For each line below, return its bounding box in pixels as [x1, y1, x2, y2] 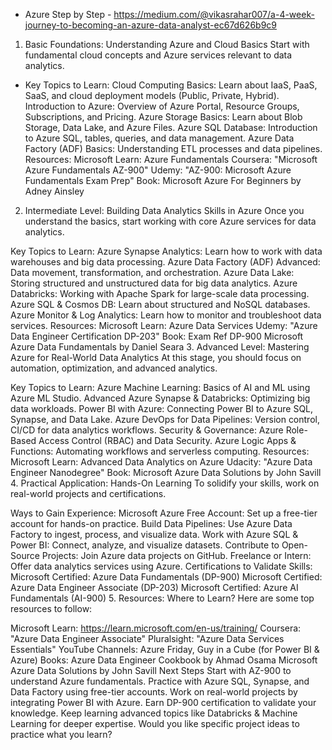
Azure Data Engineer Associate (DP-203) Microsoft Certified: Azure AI [10, 582, 299, 593]
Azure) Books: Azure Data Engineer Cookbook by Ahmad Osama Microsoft [10, 654, 318, 666]
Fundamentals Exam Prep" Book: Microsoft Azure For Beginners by [24, 175, 302, 186]
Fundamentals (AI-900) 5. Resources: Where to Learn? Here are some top [10, 592, 315, 604]
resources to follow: [10, 603, 93, 614]
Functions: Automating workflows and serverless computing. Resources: [10, 445, 310, 457]
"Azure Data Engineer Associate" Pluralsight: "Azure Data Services [10, 633, 285, 644]
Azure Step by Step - [24, 9, 112, 20]
